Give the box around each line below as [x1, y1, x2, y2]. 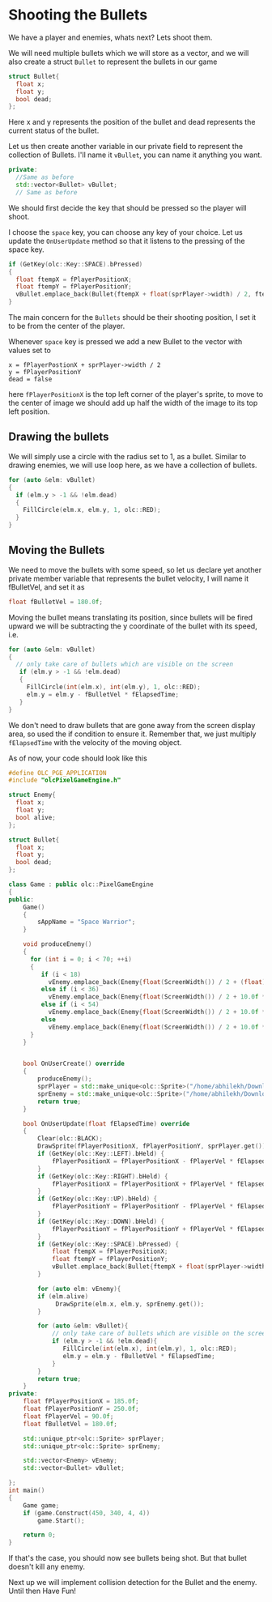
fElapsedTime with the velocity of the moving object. [8, 737, 182, 747]
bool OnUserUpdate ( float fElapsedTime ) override [23, 1119, 190, 1127]
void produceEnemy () [23, 940, 92, 948]
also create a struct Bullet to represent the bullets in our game [8, 57, 218, 66]
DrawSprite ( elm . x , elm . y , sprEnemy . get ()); [55, 1300, 205, 1308]
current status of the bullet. [8, 126, 100, 135]
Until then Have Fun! [8, 1586, 77, 1596]
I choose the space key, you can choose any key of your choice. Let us [8, 227, 243, 236]
